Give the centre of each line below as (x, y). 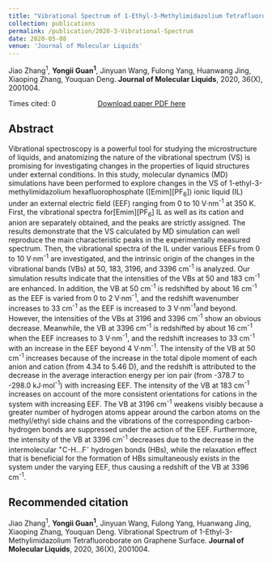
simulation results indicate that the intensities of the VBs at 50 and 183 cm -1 (134, 278)
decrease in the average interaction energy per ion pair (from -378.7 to (126, 375)
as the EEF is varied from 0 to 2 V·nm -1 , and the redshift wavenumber (123, 298)
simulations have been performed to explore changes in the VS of (118, 182)
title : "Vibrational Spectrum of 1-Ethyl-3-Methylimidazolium (115, 16)
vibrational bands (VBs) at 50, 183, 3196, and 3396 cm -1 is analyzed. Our (129, 268)
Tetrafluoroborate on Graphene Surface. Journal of (158, 540)
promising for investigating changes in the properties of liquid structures (129, 165)
